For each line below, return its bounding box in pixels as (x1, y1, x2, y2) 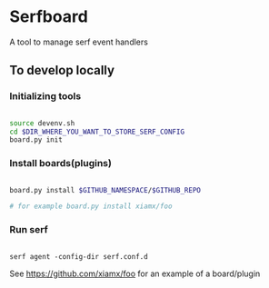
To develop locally (9, 63, 115, 78)
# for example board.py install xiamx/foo (9, 202, 173, 211)
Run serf (9, 223, 48, 236)
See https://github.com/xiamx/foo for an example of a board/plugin (9, 268, 261, 279)
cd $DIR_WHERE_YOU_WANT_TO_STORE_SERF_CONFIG (9, 127, 184, 136)
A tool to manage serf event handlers (9, 36, 148, 47)
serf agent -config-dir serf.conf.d (9, 252, 148, 261)
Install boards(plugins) (9, 157, 112, 170)
